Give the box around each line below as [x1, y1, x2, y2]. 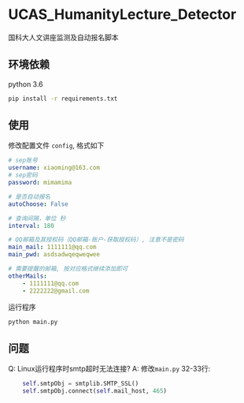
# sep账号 [8, 156, 38, 165]
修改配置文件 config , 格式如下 [8, 140, 105, 151]
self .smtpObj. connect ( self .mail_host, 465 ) [22, 387, 168, 395]
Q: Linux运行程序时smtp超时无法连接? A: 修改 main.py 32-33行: [8, 364, 211, 374]
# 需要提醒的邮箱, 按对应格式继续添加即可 [8, 265, 128, 273]
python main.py [8, 318, 58, 326]
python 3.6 [8, 79, 43, 88]
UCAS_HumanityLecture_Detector [8, 6, 237, 24]
